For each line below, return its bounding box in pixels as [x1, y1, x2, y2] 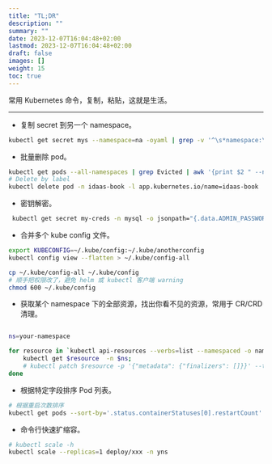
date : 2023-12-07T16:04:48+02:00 [8, 34, 121, 43]
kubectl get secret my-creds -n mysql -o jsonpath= [11, 215, 190, 223]
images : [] [8, 57, 45, 65]
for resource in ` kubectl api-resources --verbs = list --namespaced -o [8, 347, 252, 356]
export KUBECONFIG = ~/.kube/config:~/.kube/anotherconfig [8, 247, 205, 255]
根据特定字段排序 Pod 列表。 [19, 385, 116, 394]
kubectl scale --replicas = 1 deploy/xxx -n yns [8, 448, 168, 457]
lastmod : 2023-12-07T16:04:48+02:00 [8, 42, 132, 50]
